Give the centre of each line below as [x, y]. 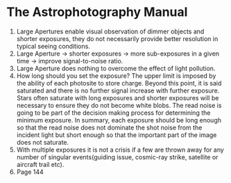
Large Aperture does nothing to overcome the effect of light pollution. [116, 68]
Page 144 [30, 172]
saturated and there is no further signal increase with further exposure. [118, 90]
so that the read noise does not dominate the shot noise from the [109, 127]
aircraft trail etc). [40, 164]
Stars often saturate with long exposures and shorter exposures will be [118, 97]
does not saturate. [43, 142]
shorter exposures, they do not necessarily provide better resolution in [117, 38]
